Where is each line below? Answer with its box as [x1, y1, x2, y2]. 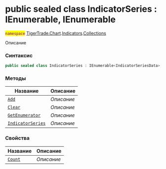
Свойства [5, 135, 30, 141]
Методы [5, 75, 26, 82]
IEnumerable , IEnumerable [5, 14, 116, 25]
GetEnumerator [7, 112, 41, 118]
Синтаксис [5, 52, 33, 59]
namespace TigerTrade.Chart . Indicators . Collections [5, 30, 106, 36]
